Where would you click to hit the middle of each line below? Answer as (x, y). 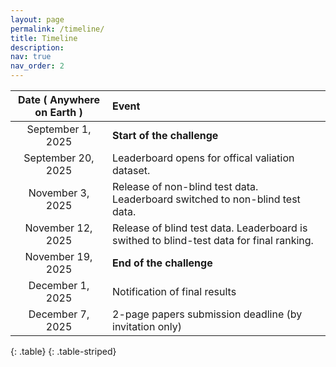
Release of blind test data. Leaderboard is (210, 228)
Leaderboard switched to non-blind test (206, 199)
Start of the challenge (165, 135)
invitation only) (147, 326)
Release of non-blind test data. (185, 186)
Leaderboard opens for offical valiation (203, 158)
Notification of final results (174, 291)
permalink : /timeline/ (57, 29)
